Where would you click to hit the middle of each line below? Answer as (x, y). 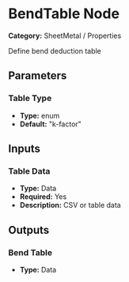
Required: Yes (43, 197)
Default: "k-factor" (50, 124)
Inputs (25, 149)
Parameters (38, 76)
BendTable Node (64, 14)
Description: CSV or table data (70, 205)
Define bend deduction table (55, 51)
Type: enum (40, 115)
